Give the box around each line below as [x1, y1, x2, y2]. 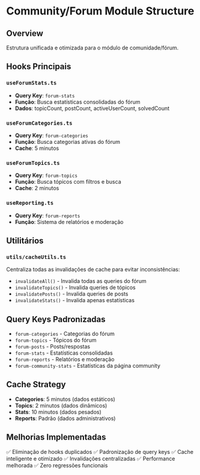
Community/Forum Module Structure [6, 4, 195, 18]
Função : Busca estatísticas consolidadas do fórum [14, 98, 141, 105]
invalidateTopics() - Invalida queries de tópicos [14, 284, 136, 291]
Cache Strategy [6, 379, 66, 390]
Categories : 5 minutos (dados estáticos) [14, 396, 115, 403]
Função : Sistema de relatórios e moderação [14, 218, 124, 225]
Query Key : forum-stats [14, 92, 75, 99]
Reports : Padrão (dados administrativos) [14, 414, 116, 422]
